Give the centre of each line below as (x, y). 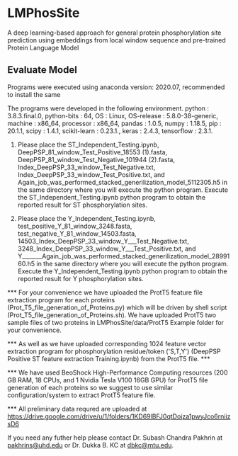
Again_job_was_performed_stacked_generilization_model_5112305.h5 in (123, 182)
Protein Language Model (43, 47)
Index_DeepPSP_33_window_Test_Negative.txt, (86, 167)
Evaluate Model (42, 70)
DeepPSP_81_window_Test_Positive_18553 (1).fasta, (92, 152)
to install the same (34, 94)
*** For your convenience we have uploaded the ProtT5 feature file (105, 292)
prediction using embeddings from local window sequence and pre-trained (117, 40)
